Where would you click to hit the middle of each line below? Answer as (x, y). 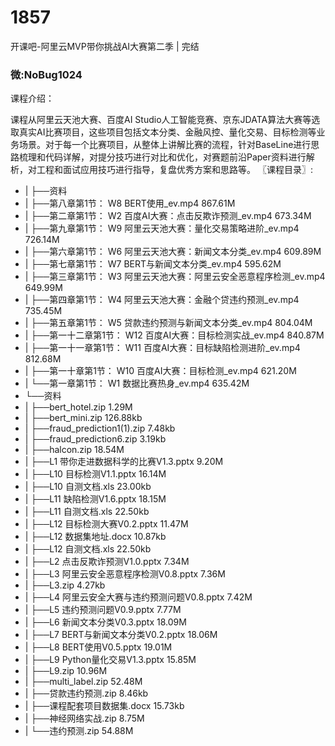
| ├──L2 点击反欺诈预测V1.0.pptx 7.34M (107, 562)
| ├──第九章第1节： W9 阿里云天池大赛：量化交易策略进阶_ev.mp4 (162, 228)
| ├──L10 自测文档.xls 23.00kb (88, 487)
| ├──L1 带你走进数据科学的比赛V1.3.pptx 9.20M (124, 462)
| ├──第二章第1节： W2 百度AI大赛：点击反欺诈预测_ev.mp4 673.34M (168, 216)
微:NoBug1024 (46, 74)
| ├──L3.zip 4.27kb (65, 585)
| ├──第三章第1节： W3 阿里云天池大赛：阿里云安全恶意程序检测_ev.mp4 (175, 277)
